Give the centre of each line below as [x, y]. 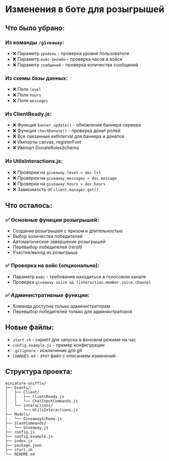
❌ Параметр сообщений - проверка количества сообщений [75, 65]
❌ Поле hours [27, 95]
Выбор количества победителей [48, 236]
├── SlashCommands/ [26, 423]
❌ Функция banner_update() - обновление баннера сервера [77, 125]
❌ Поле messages [30, 101]
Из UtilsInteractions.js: [34, 161]
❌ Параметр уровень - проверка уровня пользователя [71, 53]
